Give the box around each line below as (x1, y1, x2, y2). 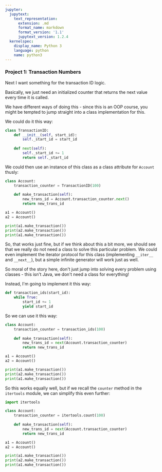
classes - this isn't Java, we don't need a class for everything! (5, 271, 129, 277)
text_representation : (14, 16, 57, 21)
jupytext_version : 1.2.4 (18, 35, 69, 40)
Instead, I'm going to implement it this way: (5, 281, 91, 287)
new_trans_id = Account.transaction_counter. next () (22, 197, 130, 202)
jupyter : (5, 7, 23, 12)
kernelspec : (9, 39, 34, 44)
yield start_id (22, 304, 54, 309)
